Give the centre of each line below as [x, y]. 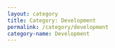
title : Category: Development [52, 20]
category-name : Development [49, 34]
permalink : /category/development [58, 27]
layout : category [33, 14]
